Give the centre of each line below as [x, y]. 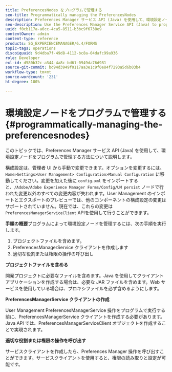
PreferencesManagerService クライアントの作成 [58, 299]
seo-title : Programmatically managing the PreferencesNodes [71, 15]
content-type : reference [32, 39]
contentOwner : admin [27, 34]
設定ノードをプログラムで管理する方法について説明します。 [72, 157]
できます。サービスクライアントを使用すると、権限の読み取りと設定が [88, 358]
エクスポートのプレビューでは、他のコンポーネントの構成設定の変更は [92, 200]
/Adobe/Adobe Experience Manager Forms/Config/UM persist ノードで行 [89, 187]
